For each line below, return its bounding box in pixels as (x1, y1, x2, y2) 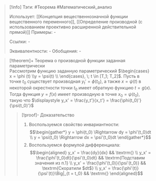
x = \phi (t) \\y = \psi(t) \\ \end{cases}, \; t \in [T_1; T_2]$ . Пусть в (9, 73, 140, 79)
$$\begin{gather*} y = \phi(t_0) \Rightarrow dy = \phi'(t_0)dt (29, 129, 152, 135)
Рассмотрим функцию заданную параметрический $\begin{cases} (9, 68, 150, 74)
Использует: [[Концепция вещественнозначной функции (9, 14, 128, 19)
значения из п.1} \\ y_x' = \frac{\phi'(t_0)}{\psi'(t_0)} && (34, 160, 147, 166)
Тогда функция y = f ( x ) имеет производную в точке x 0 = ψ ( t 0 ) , (9, 91, 140, 98)
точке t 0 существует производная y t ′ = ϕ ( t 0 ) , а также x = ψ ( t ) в (9, 78, 141, 85)
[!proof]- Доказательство (21, 112, 75, 118)
